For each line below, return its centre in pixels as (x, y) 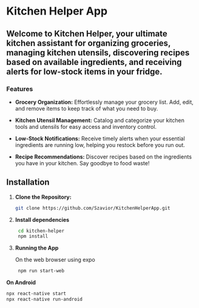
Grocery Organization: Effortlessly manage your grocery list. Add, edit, (104, 102)
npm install (33, 236)
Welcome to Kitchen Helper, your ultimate (87, 34)
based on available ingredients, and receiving (94, 62)
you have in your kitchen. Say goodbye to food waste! (82, 163)
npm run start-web (41, 271)
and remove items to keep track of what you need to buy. (86, 108)
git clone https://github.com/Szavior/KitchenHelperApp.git (93, 208)
